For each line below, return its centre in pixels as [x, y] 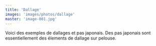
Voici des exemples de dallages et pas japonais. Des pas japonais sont [78, 33]
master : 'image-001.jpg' [31, 19]
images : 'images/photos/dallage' [40, 14]
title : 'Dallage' [23, 10]
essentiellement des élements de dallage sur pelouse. [61, 38]
